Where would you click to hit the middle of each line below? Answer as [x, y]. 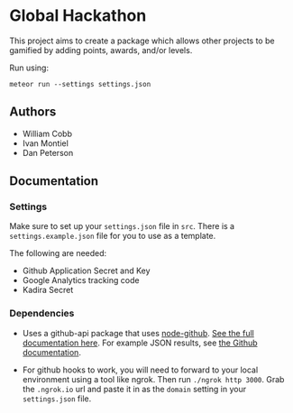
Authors [33, 112]
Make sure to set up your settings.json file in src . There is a [122, 226]
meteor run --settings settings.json [80, 84]
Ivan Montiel [46, 143]
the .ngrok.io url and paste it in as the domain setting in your [134, 389]
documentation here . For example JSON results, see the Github [140, 343]
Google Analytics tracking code [81, 280]
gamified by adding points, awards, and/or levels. [101, 50]
